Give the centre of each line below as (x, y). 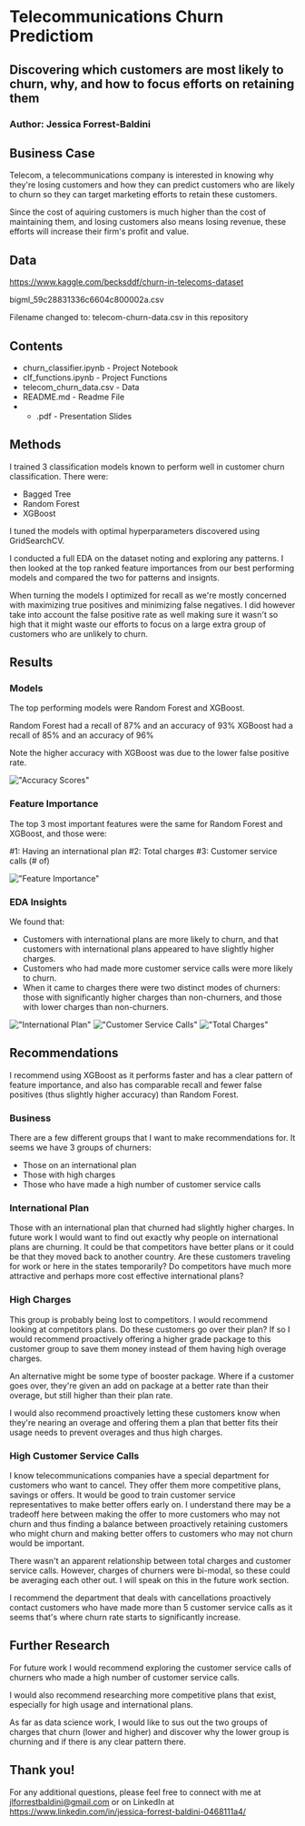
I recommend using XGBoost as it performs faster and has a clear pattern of (151, 1074)
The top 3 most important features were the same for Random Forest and (146, 823)
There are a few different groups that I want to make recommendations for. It (152, 1138)
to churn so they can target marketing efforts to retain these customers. (143, 195)
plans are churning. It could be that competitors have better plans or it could (152, 1247)
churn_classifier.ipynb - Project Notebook (100, 368)
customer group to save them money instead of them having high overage (148, 1348)
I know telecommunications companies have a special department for (139, 1476)
